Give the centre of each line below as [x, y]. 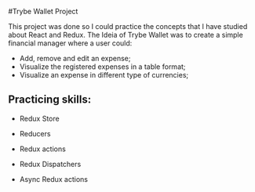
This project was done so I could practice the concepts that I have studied [128, 26]
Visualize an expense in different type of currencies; [104, 75]
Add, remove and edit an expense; [75, 58]
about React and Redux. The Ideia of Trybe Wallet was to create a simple [126, 35]
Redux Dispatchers [50, 164]
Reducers [35, 133]
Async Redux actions [54, 179]
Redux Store [40, 118]
